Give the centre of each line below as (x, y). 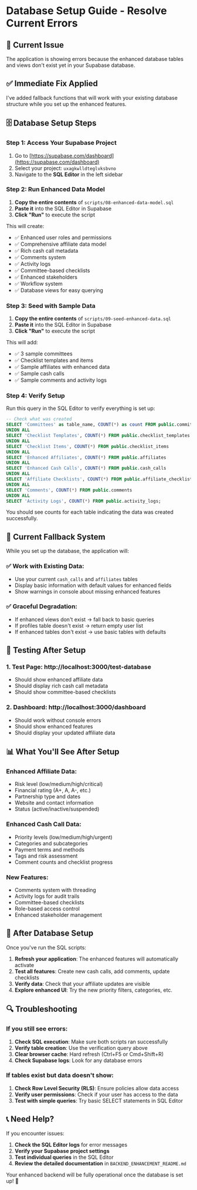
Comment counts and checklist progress (64, 862)
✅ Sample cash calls (39, 374)
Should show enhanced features (54, 726)
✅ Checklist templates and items (54, 360)
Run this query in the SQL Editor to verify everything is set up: (81, 408)
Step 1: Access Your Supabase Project (62, 143)
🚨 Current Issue (35, 45)
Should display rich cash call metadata (61, 686)
